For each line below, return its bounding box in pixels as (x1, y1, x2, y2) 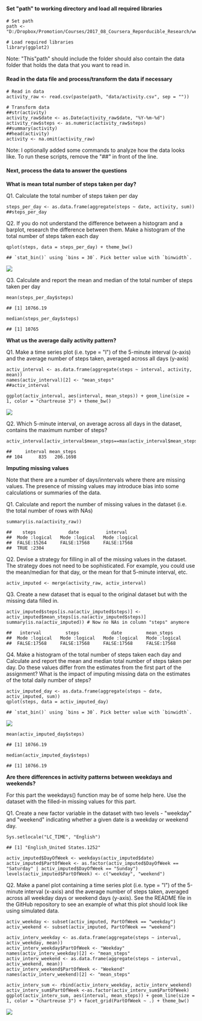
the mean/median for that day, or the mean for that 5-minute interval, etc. (6, 568, 188, 576)
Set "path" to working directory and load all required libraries (6, 5, 162, 12)
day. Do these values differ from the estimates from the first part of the (6, 664, 182, 671)
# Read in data (6, 89, 44, 95)
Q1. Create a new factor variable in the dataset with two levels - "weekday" (6, 809, 192, 817)
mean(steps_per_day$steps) (6, 294, 74, 301)
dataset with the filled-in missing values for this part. (6, 797, 136, 805)
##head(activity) (6, 131, 50, 137)
